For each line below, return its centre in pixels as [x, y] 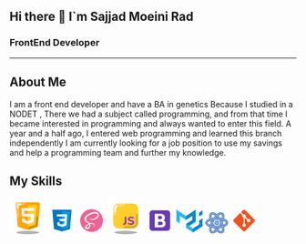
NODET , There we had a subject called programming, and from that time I [149, 114]
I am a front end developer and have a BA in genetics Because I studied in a [151, 104]
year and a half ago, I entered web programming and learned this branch [146, 133]
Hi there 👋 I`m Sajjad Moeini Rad [102, 17]
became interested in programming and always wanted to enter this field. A [150, 123]
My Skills [36, 181]
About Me [38, 82]
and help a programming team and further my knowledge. [118, 152]
